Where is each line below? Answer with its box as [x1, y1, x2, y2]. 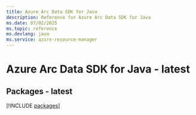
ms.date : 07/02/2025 [6, 20, 58, 26]
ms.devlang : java [6, 31, 50, 37]
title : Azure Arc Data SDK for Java [6, 8, 97, 15]
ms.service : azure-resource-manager [6, 37, 97, 43]
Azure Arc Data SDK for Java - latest [6, 62, 190, 76]
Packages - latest [6, 86, 73, 96]
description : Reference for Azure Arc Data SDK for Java [6, 14, 151, 20]
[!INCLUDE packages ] [6, 102, 60, 109]
